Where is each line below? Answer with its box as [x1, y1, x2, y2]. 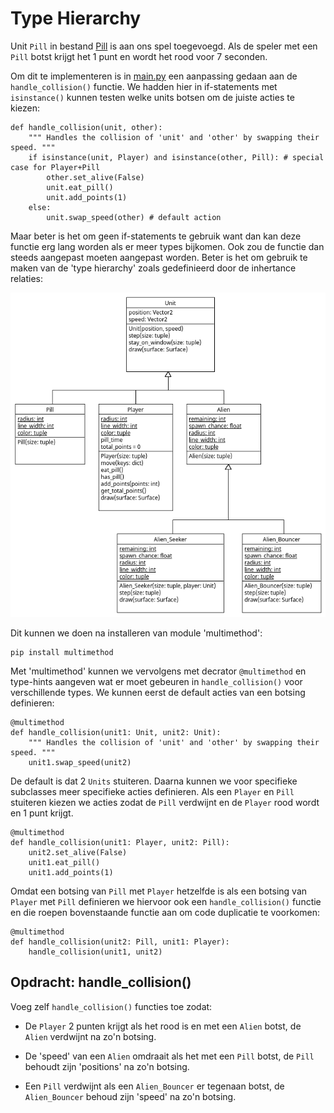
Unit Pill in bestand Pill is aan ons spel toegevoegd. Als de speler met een [10, 40, 318, 52]
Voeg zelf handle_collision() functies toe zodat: [10, 1000, 213, 1012]
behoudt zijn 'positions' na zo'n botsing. [24, 1060, 190, 1072]
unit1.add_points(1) [28, 867, 114, 877]
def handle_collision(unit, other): [10, 122, 163, 132]
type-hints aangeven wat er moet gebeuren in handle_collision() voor [10, 675, 303, 687]
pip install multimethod [10, 647, 114, 657]
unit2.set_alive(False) [28, 847, 128, 857]
